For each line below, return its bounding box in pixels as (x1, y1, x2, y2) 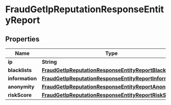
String (41, 59, 57, 65)
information (8, 75, 37, 82)
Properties (5, 35, 40, 43)
